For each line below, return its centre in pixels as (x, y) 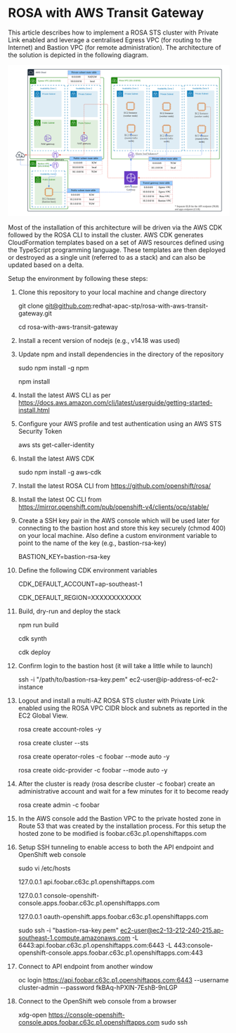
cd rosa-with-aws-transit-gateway (68, 327)
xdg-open (33, 1015)
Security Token (40, 431)
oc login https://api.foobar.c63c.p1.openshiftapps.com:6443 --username (123, 979)
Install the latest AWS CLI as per (64, 395)
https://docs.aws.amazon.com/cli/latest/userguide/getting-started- (115, 402)
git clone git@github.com (54, 306)
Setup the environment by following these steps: (78, 278)
